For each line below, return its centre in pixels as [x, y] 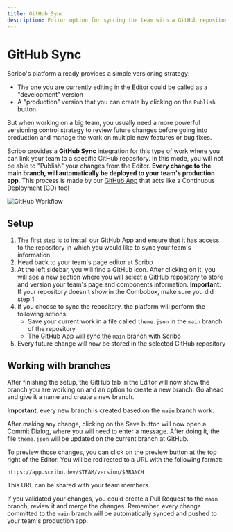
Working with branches [59, 365]
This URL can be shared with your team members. [79, 485]
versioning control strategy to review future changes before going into [107, 130]
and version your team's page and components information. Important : [119, 284]
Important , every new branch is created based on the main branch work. [111, 410]
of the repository [52, 329]
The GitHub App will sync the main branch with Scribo [104, 336]
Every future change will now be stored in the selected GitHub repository [121, 344]
